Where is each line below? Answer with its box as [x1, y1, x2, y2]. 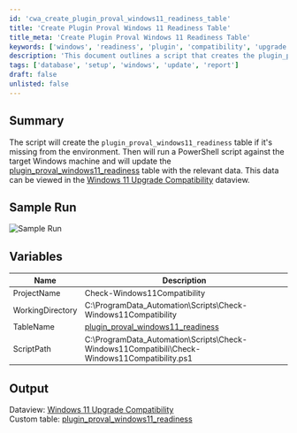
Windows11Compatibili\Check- [84, 343, 202, 353]
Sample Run [9, 200, 77, 215]
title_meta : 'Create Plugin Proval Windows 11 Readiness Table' [9, 33, 251, 42]
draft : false [9, 71, 57, 80]
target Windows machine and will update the [9, 156, 171, 166]
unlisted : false [9, 80, 69, 88]
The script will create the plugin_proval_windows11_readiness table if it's [9, 137, 272, 148]
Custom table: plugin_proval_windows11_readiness [9, 414, 193, 424]
